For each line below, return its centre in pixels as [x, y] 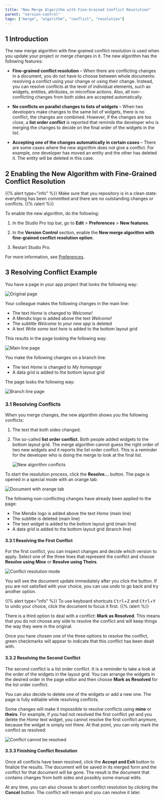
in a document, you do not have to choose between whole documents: [84, 76]
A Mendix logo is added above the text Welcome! [62, 318]
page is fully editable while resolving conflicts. [52, 699]
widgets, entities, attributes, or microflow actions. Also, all [71, 92]
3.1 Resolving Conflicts [33, 404]
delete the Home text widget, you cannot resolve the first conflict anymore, [81, 720]
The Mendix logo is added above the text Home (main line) [72, 514]
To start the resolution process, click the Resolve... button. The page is [77, 474]
